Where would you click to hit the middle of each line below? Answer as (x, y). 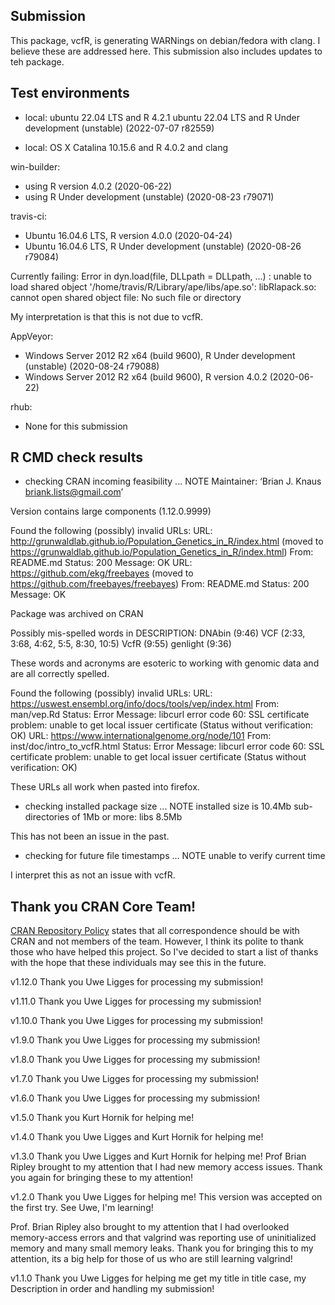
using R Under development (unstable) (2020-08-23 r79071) (149, 196)
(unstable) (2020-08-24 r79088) (92, 366)
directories (47, 817)
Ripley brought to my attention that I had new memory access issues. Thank (166, 1167)
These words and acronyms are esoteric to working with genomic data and (165, 663)
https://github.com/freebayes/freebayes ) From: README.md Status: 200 (160, 584)
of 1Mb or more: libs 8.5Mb (127, 817)
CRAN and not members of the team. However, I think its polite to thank (157, 941)
